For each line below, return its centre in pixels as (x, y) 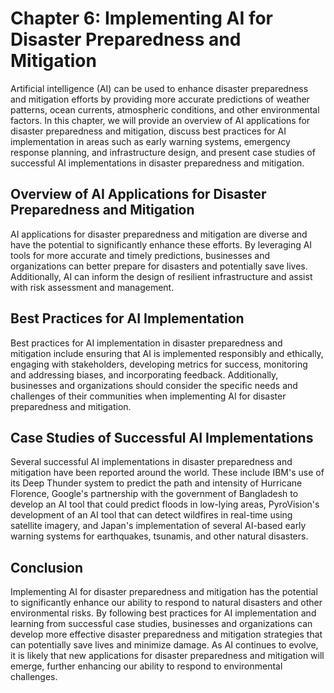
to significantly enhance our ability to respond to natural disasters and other (166, 603)
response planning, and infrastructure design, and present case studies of (163, 152)
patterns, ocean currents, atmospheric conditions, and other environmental (165, 109)
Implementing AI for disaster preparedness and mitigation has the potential (164, 592)
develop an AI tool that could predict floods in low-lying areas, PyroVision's (165, 504)
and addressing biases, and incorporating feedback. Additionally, (144, 374)
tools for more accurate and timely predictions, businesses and (140, 255)
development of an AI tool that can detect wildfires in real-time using (151, 515)
